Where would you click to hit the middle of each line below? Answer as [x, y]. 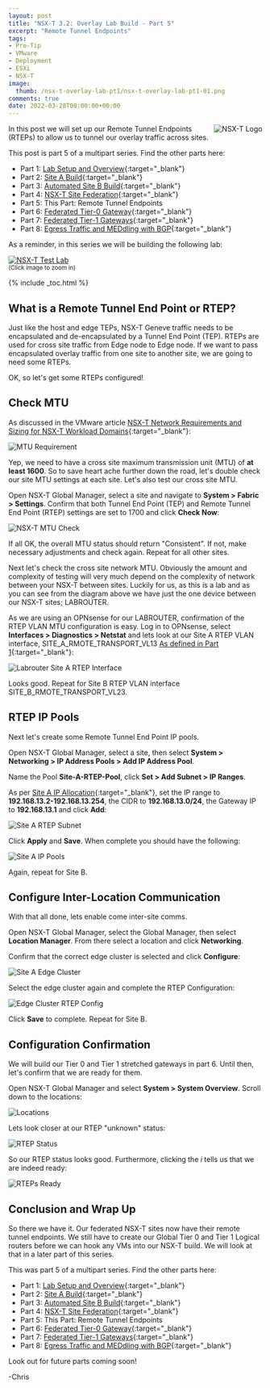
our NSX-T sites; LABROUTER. [59, 602]
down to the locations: [45, 1097]
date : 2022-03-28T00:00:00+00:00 [64, 106]
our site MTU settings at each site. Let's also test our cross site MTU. [123, 479]
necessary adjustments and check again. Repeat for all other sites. [119, 552]
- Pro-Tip [25, 46]
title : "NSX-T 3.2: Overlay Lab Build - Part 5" [91, 23]
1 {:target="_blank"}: [41, 652]
